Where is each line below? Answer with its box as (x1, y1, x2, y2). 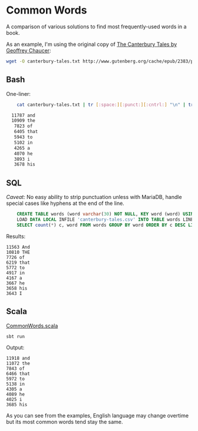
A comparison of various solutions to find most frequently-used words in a (6, 23, 187, 30)
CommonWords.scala (6, 322, 58, 329)
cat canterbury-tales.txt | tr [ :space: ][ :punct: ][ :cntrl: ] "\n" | (16, 101, 186, 108)
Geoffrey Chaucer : (6, 47, 51, 54)
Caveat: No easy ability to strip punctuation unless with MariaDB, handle (6, 194, 182, 201)
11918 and (6, 355, 31, 361)
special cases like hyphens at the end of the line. (6, 200, 125, 207)
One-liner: (6, 90, 31, 97)
